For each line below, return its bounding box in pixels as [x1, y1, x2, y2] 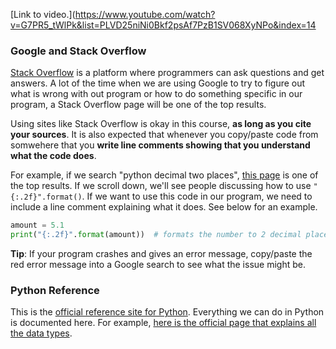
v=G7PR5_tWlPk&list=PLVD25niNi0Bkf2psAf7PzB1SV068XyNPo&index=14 [10, 19, 317, 31]
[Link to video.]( [10, 9, 76, 20]
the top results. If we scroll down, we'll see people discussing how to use [10, 180, 312, 192]
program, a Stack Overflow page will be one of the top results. [10, 99, 267, 111]
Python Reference [10, 283, 100, 297]
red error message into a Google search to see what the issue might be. [10, 259, 306, 271]
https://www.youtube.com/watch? [74, 9, 216, 20]
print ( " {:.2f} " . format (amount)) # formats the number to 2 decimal [10, 230, 302, 240]
